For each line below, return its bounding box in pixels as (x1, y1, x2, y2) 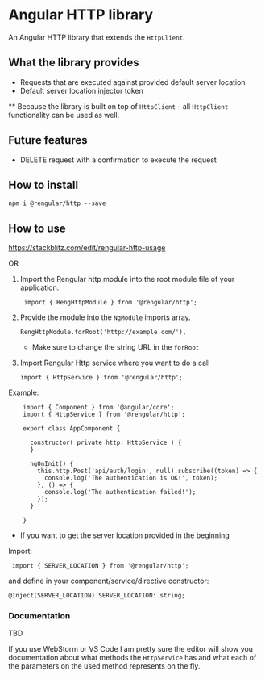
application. (19, 283, 60, 292)
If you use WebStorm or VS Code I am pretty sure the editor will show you (8, 644, 254, 654)
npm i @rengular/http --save (8, 199, 106, 207)
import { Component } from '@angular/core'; (23, 404, 175, 412)
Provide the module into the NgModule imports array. (19, 312, 191, 322)
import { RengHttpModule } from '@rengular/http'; (23, 299, 197, 307)
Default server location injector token (19, 86, 143, 95)
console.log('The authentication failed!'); (43, 488, 197, 497)
